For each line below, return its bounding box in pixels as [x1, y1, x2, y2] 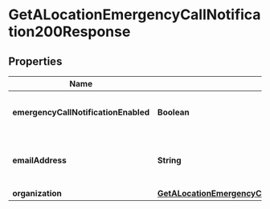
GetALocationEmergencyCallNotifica [8, 6, 261, 24]
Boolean [157, 107, 190, 118]
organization [12, 188, 63, 199]
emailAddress [12, 155, 67, 166]
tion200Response [8, 22, 131, 41]
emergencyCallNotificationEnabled [12, 107, 150, 118]
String [157, 155, 182, 166]
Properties [8, 54, 63, 68]
